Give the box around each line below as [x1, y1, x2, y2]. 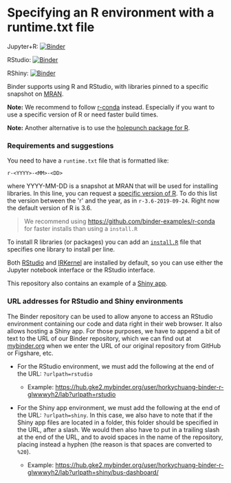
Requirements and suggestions [7, 141, 114, 150]
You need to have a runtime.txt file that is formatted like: [7, 156, 169, 165]
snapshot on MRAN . [7, 90, 64, 98]
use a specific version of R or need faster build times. [7, 110, 159, 119]
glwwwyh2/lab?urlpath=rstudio [27, 390, 116, 398]
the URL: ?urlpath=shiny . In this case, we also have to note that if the [16, 411, 213, 419]
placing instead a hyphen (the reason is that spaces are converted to [16, 440, 212, 449]
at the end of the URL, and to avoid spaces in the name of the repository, [16, 433, 223, 441]
